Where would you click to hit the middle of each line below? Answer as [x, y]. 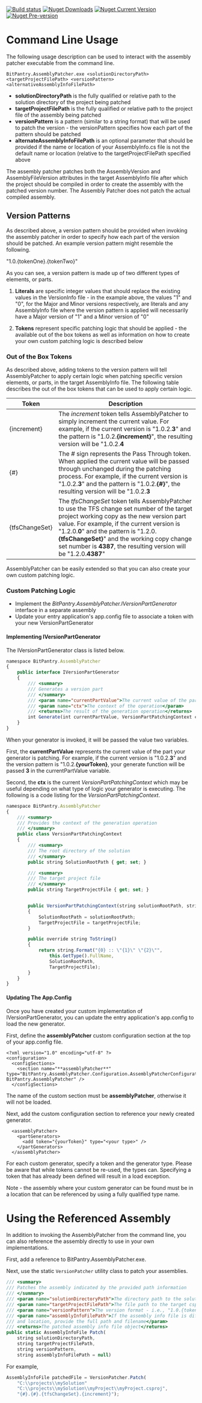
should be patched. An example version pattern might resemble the [90, 243]
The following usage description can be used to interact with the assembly [99, 57]
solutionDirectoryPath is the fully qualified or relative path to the [95, 96]
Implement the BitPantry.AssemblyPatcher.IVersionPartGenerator [96, 604]
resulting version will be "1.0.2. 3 [104, 492]
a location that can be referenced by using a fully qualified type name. [93, 1194]
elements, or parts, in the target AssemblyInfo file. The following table [93, 383]
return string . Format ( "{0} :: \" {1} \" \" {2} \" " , [100, 950]
